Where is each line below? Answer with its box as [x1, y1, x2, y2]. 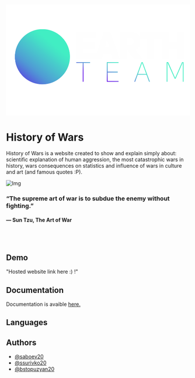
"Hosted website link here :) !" [6, 268, 78, 275]
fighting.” [6, 202, 34, 210]
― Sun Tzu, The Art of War [6, 216, 72, 223]
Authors [6, 338, 37, 348]
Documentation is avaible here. [6, 301, 81, 308]
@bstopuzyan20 [14, 366, 55, 373]
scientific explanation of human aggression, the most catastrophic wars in [6, 156, 184, 163]
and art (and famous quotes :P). [6, 169, 83, 176]
